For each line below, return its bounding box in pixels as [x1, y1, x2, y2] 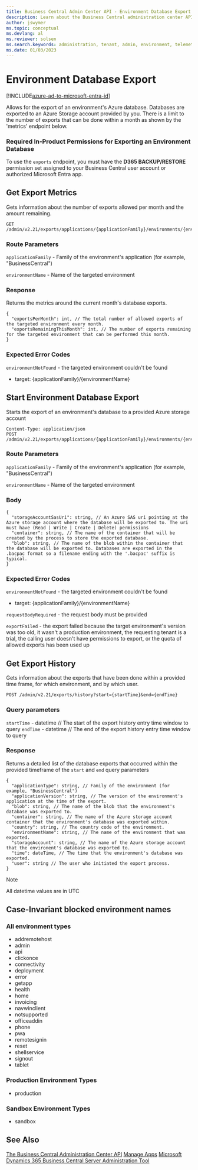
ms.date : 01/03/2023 [6, 47, 57, 53]
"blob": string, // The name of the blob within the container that [11, 541, 183, 547]
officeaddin [14, 1017, 43, 1024]
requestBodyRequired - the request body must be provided [6, 611, 147, 618]
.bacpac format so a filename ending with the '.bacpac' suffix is [6, 551, 176, 557]
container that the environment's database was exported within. [6, 819, 170, 825]
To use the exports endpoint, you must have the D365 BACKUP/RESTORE [6, 158, 186, 165]
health [14, 986, 31, 993]
